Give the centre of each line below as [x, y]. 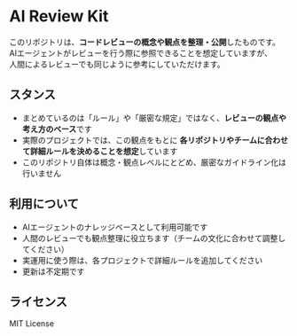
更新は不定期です [53, 271]
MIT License [32, 324]
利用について [44, 204]
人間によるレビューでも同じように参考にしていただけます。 [117, 64]
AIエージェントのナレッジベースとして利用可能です [115, 227]
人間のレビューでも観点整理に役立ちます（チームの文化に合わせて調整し [154, 238]
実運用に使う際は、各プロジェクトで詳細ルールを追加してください [142, 260]
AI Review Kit [59, 16]
